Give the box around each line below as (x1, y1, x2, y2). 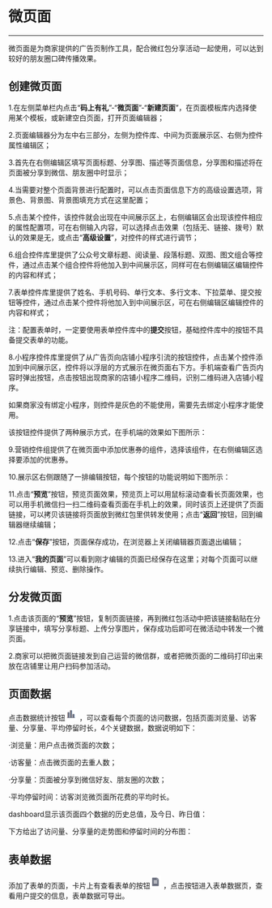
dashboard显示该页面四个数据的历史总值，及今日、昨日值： (8, 809, 208, 820)
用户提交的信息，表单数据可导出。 (15, 891, 130, 901)
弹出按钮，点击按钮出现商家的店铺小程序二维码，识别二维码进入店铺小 (22, 372, 257, 382)
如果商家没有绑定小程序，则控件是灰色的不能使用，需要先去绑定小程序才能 (8, 399, 257, 410)
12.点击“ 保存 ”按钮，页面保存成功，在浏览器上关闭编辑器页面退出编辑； (8, 536, 244, 546)
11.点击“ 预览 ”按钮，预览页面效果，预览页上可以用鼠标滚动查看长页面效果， (8, 488, 257, 499)
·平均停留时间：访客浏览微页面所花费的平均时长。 (8, 792, 174, 802)
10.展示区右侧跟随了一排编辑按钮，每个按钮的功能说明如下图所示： (8, 471, 231, 481)
